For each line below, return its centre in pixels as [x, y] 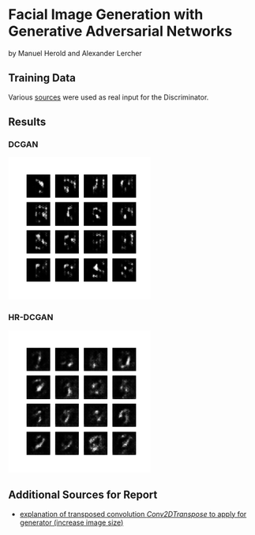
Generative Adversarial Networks [120, 31]
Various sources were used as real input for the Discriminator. [109, 97]
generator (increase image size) [71, 522]
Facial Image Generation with [106, 15]
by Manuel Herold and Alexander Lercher [75, 53]
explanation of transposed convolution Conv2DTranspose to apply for [133, 514]
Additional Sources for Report [83, 495]
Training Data [42, 78]
